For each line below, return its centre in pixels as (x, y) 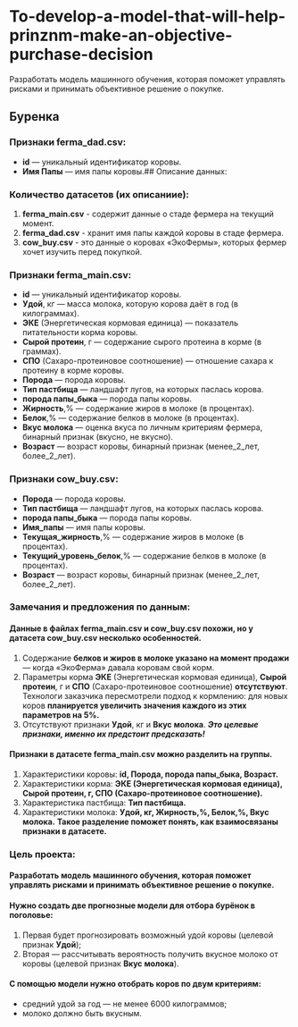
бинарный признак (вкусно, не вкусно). (98, 437)
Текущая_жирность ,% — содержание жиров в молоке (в (133, 536)
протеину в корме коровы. (73, 370)
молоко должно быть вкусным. (82, 1013)
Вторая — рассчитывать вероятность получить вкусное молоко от (150, 954)
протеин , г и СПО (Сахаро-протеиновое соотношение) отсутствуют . (155, 686)
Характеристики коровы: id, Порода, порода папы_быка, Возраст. (150, 774)
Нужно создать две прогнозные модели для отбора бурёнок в (132, 905)
